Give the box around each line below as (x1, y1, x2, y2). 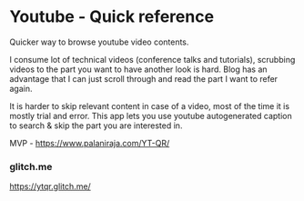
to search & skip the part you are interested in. (9, 120, 183, 131)
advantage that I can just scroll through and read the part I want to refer (9, 73, 279, 84)
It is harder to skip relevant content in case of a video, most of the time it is (9, 100, 289, 111)
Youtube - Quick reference (9, 6, 215, 27)
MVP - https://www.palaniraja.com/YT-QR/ (9, 137, 170, 148)
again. (9, 83, 34, 94)
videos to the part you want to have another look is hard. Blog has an (9, 64, 268, 75)
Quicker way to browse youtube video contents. (9, 36, 189, 47)
